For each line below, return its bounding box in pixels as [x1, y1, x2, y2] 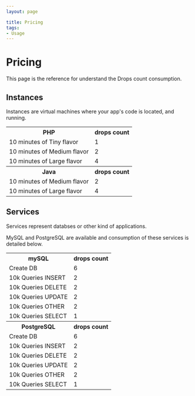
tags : [6, 25, 19, 31]
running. [6, 114, 26, 121]
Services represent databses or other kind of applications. [6, 222, 147, 230]
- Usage [6, 30, 25, 36]
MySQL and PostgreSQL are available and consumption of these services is [6, 234, 189, 241]
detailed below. [6, 240, 43, 247]
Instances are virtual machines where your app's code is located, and [6, 108, 174, 115]
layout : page [6, 8, 38, 15]
